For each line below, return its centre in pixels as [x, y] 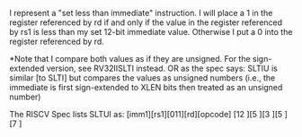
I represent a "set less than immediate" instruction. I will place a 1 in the [141, 13]
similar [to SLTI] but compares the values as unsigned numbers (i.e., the [142, 78]
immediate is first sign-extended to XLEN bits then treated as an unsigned [146, 87]
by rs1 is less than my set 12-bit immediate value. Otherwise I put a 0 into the [151, 32]
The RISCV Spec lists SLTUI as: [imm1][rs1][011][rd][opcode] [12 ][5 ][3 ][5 [146, 114]
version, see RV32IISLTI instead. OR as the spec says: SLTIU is [162, 68]
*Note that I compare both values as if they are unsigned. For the [130, 59]
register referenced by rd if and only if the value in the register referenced [146, 22]
